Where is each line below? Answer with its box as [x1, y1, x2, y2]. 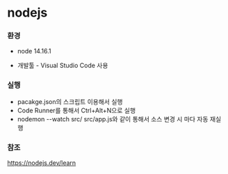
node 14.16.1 [17, 47, 51, 55]
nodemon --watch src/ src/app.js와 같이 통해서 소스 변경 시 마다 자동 [17, 114, 209, 123]
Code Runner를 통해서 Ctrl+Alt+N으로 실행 [17, 106, 136, 114]
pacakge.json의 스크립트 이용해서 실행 [17, 97, 123, 105]
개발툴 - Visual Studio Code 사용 [17, 61, 108, 70]
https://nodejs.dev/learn [7, 159, 76, 167]
